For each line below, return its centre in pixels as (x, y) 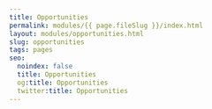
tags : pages (31, 50)
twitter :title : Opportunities (72, 91)
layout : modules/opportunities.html (76, 33)
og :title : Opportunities (63, 83)
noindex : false (45, 67)
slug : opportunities (47, 42)
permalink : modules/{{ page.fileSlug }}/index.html (106, 25)
